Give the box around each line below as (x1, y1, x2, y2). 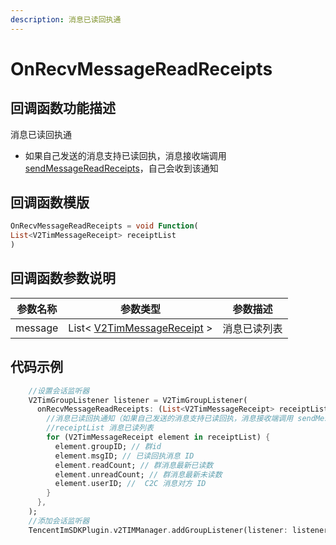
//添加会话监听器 (28, 516, 90, 526)
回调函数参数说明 (10, 270, 116, 287)
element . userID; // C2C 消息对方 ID (54, 479, 207, 489)
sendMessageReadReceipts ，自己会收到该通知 (24, 162, 219, 174)
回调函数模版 (10, 194, 90, 211)
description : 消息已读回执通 (10, 14, 122, 25)
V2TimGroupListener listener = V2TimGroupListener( (28, 395, 248, 405)
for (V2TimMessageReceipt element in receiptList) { (46, 432, 271, 443)
